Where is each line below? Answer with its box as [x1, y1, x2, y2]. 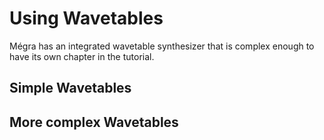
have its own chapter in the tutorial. [9, 50, 155, 62]
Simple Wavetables [9, 80, 132, 97]
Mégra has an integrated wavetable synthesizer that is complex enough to [9, 40, 315, 52]
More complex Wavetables [9, 113, 179, 131]
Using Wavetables [9, 7, 164, 30]
